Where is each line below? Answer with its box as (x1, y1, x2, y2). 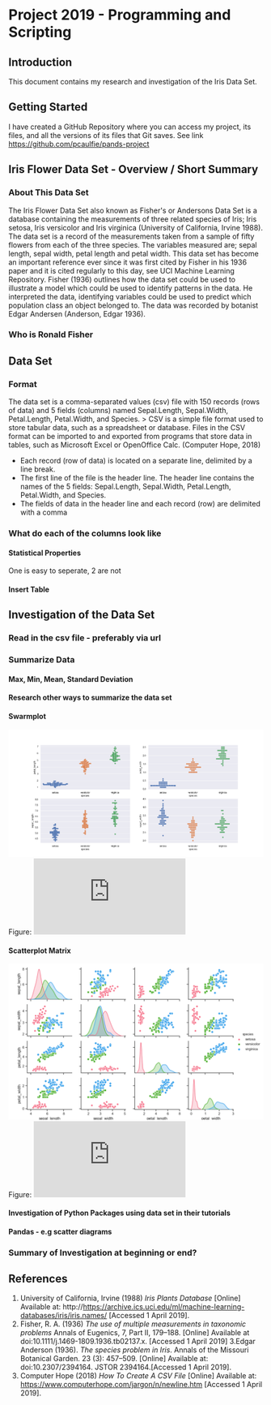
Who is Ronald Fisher (8, 329, 94, 340)
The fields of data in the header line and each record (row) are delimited (19, 499, 261, 509)
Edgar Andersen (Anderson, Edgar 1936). (8, 308, 146, 318)
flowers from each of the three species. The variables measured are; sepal (8, 239, 257, 249)
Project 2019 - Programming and (8, 6, 231, 24)
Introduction (8, 55, 73, 69)
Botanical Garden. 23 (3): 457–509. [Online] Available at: (19, 1354, 209, 1364)
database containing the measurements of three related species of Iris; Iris (8, 213, 257, 224)
